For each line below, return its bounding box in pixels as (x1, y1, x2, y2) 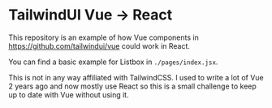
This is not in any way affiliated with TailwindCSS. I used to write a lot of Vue (8, 72, 264, 82)
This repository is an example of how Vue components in (8, 32, 199, 42)
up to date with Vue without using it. (8, 89, 129, 99)
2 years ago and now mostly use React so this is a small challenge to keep (8, 81, 257, 91)
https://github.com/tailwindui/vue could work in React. (8, 41, 191, 50)
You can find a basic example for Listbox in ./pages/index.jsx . (8, 57, 218, 67)
